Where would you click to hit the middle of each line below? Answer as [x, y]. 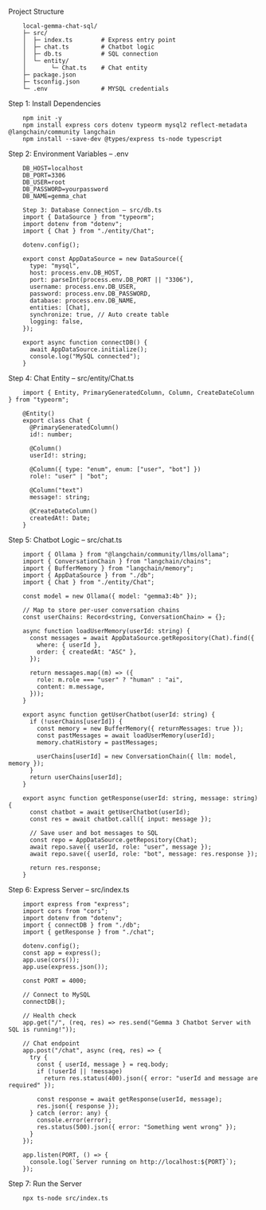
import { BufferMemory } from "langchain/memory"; [108, 568]
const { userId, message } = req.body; [103, 1064]
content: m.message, [71, 687]
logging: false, [56, 322]
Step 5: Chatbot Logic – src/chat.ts [65, 540]
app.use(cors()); [51, 960]
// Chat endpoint [51, 1044]
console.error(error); [74, 1120]
